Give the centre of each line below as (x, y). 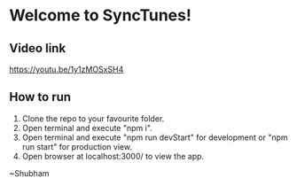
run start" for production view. (77, 146)
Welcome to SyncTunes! (101, 15)
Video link (38, 48)
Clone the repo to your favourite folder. (93, 118)
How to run (40, 97)
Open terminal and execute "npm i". (87, 128)
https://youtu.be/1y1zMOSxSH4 (66, 69)
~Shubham (29, 173)
